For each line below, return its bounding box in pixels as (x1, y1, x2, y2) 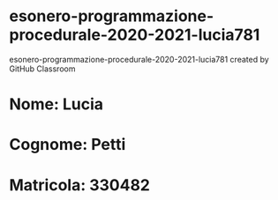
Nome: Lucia (9, 94, 104, 115)
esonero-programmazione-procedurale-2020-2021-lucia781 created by (9, 54, 269, 64)
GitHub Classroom (9, 63, 76, 74)
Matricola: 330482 (9, 174, 151, 195)
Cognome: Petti (9, 135, 126, 155)
